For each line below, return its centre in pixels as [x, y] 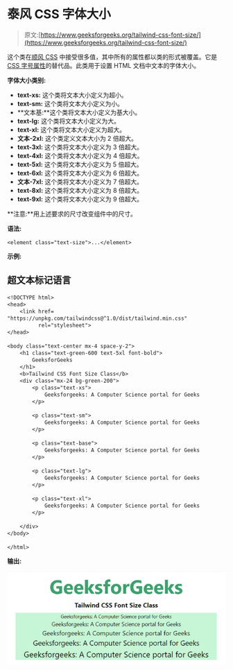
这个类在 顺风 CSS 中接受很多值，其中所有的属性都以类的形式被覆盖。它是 [112, 57]
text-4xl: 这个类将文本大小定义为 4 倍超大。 [80, 155]
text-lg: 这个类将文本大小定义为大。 [68, 121]
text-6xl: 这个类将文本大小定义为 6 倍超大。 [80, 173]
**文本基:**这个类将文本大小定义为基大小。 [79, 112]
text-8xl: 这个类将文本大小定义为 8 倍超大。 [80, 190]
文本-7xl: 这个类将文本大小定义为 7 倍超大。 [80, 182]
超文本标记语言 [39, 281]
